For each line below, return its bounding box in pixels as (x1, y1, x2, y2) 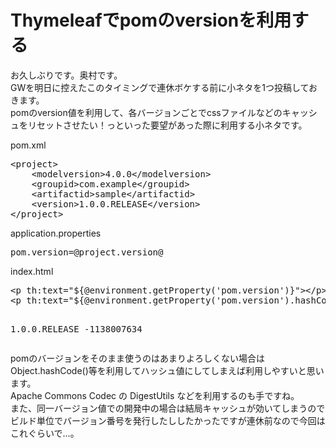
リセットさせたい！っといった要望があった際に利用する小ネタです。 (27, 119, 308, 131)
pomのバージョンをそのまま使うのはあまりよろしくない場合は (10, 352, 265, 364)
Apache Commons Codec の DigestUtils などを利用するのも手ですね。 (10, 389, 300, 401)
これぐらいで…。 (10, 427, 80, 439)
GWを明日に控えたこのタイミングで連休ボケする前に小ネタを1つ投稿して (10, 81, 310, 93)
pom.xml (10, 139, 47, 151)
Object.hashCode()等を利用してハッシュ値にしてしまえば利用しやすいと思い (10, 364, 325, 376)
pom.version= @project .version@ (10, 246, 164, 258)
